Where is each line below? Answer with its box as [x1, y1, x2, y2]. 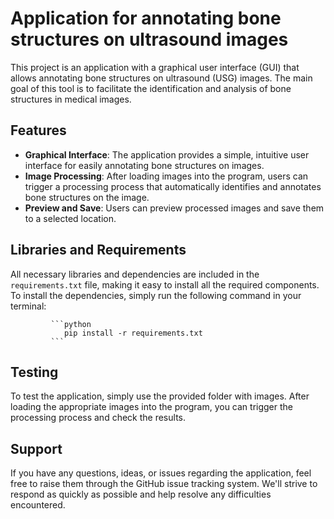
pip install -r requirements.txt [63, 328, 203, 338]
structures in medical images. [10, 93, 132, 105]
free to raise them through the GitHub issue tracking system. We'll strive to [10, 478, 318, 490]
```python [50, 319, 92, 329]
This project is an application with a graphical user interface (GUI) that [10, 61, 300, 73]
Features [10, 122, 67, 139]
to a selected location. [24, 212, 117, 224]
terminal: [10, 300, 47, 312]
